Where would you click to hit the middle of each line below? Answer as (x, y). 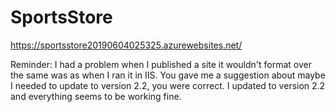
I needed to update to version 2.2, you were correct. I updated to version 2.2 (168, 85)
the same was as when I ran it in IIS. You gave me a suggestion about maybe (168, 75)
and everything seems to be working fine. (96, 96)
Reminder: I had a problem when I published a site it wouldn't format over (161, 64)
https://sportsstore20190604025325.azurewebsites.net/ (126, 45)
